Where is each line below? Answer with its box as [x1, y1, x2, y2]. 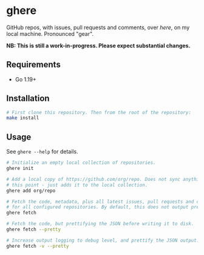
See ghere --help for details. [6, 148, 78, 155]
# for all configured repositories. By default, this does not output [6, 204, 189, 210]
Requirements [6, 59, 61, 70]
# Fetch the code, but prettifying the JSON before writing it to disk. [6, 221, 194, 227]
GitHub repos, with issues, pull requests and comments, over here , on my [6, 24, 190, 31]
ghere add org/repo [6, 188, 56, 194]
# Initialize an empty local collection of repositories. [6, 160, 156, 166]
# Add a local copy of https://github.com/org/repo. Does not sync [6, 176, 181, 182]
